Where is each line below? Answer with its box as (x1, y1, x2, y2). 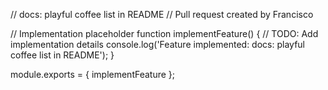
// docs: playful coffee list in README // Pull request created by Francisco (10, 9, 314, 20)
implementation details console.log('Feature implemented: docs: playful (10, 39, 305, 50)
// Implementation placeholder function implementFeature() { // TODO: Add (10, 28, 319, 39)
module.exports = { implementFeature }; (10, 69, 176, 80)
